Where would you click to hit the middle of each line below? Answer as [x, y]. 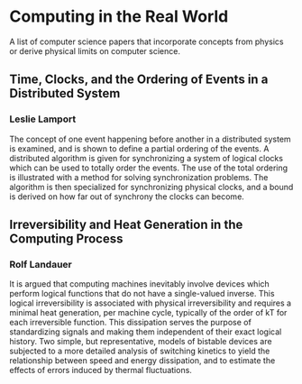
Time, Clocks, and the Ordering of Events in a [139, 80]
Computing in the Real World [119, 17]
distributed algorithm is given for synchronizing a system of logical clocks [146, 158]
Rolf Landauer [41, 264]
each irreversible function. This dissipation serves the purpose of [131, 323]
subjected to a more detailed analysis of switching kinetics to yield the [140, 351]
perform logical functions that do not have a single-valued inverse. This [142, 294]
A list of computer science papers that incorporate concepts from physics [146, 41]
